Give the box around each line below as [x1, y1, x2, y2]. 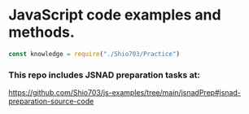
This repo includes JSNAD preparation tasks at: [8, 69, 201, 81]
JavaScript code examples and [8, 6, 221, 24]
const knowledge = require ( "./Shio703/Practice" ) [8, 50, 181, 58]
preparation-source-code [8, 96, 94, 107]
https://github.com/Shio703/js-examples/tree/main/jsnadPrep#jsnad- [8, 88, 242, 98]
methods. [8, 23, 75, 42]
